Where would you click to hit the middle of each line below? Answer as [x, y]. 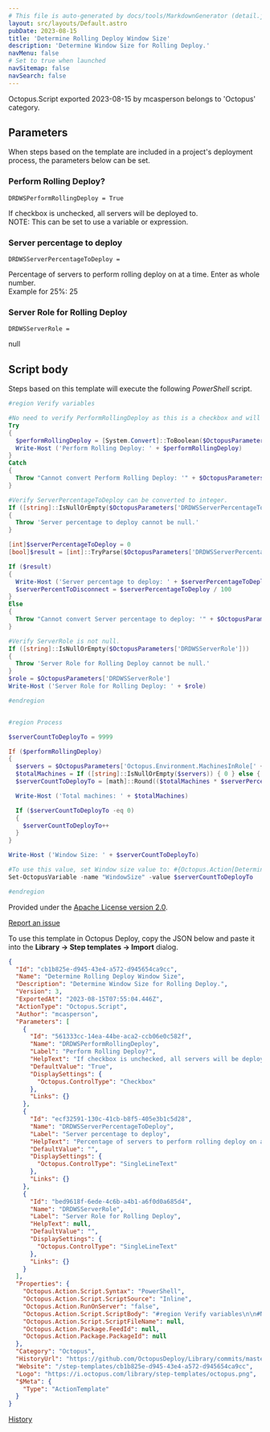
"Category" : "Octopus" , [55, 1351]
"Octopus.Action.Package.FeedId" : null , [91, 1329]
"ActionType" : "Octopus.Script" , [72, 1006]
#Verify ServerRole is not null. [64, 641]
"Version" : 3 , [39, 992]
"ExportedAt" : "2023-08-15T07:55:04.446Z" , [89, 999]
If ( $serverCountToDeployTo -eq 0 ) [75, 810]
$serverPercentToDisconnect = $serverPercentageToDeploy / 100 [123, 589]
